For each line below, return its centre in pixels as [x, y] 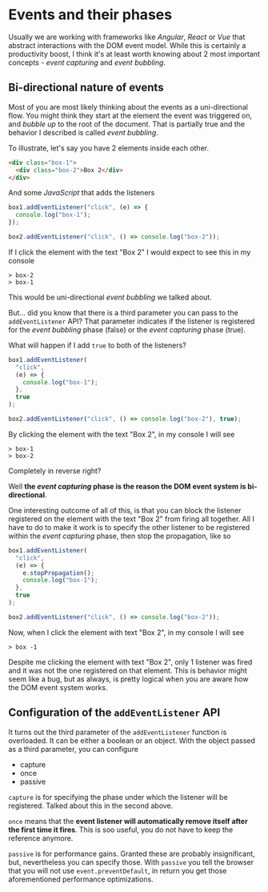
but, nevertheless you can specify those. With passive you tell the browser [131, 862]
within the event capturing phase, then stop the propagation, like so [120, 536]
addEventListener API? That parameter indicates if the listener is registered [132, 321]
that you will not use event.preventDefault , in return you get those [118, 870]
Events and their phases [90, 15]
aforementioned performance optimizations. [81, 879]
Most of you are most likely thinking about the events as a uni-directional [128, 106]
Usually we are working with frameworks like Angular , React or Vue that [127, 37]
